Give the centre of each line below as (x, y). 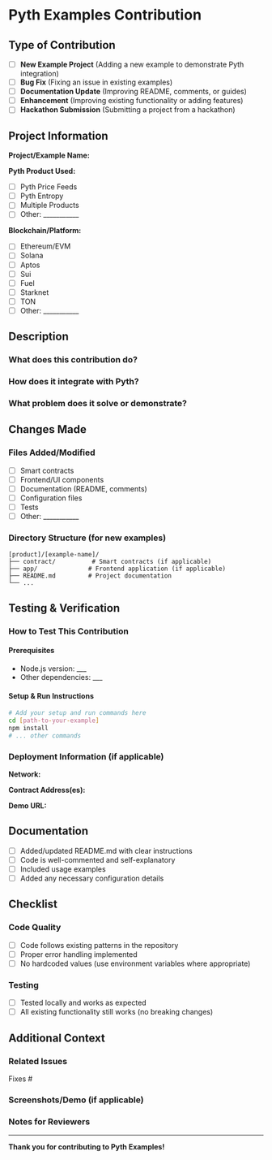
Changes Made (47, 429)
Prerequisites (32, 651)
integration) (39, 74)
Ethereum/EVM (45, 246)
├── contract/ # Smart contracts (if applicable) (110, 562)
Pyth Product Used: (42, 171)
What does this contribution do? (73, 360)
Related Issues (38, 1061)
